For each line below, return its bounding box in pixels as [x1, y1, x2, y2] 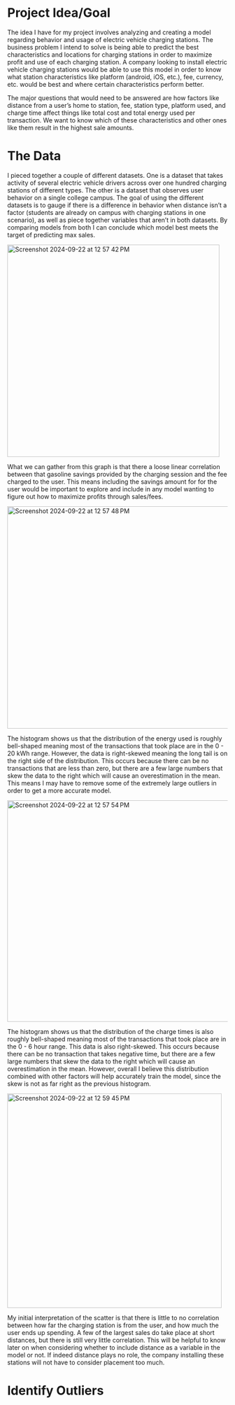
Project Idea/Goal [7, 5, 111, 21]
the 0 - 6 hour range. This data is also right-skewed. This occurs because [7, 1042, 220, 1051]
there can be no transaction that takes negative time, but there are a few [7, 1049, 215, 1058]
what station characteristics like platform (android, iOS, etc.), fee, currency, [7, 72, 224, 81]
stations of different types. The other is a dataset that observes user [7, 186, 204, 194]
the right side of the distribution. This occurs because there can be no [7, 756, 209, 764]
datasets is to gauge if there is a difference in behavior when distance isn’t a [7, 201, 227, 209]
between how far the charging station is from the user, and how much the [7, 1321, 219, 1329]
